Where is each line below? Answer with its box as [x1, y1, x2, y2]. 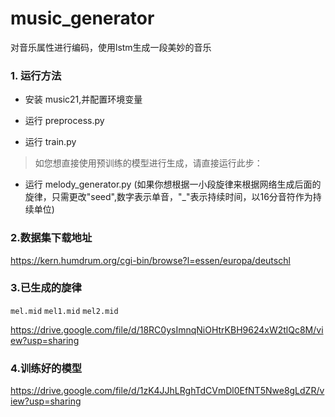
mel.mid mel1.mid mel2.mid [10, 306, 119, 316]
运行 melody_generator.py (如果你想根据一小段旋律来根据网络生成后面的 [24, 178, 322, 191]
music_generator [10, 7, 155, 30]
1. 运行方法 [10, 68, 62, 82]
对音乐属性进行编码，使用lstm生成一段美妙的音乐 [10, 41, 212, 53]
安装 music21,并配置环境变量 [24, 93, 143, 106]
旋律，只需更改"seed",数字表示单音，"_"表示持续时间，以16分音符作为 [24, 191, 313, 203]
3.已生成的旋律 [10, 281, 82, 295]
